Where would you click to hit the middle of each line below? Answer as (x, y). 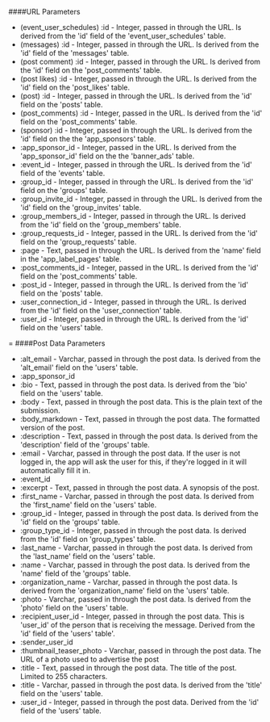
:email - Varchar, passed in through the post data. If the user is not (130, 453)
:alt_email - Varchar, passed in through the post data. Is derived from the (140, 359)
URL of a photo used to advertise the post (89, 659)
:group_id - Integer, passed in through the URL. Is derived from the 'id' (137, 182)
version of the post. (52, 428)
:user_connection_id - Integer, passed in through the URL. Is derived (133, 302)
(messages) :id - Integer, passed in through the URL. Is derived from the (139, 44)
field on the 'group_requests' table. (78, 242)
